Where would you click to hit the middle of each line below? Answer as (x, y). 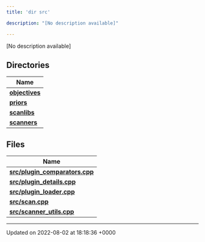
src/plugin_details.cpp (43, 182)
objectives (25, 93)
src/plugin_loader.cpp (42, 192)
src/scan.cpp (29, 202)
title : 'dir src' (28, 12)
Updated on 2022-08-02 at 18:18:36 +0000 (61, 233)
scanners (23, 123)
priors (18, 103)
